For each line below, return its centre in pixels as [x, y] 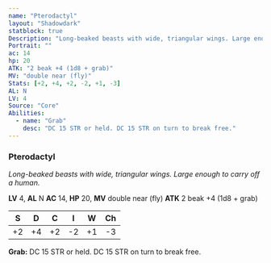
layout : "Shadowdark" [45, 23]
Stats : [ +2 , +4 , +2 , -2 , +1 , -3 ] [65, 83]
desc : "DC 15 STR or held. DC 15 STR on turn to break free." [129, 128]
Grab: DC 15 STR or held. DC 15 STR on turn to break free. [105, 252]
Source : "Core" [34, 106]
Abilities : [27, 114]
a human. [24, 183]
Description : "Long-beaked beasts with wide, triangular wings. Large [129, 38]
